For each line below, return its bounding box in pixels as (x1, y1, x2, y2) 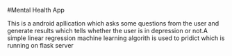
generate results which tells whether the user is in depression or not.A (7, 27, 208, 35)
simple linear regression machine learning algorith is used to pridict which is (7, 34, 225, 42)
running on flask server (7, 41, 74, 49)
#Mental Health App (7, 6, 65, 14)
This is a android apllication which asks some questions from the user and (7, 19, 219, 27)
